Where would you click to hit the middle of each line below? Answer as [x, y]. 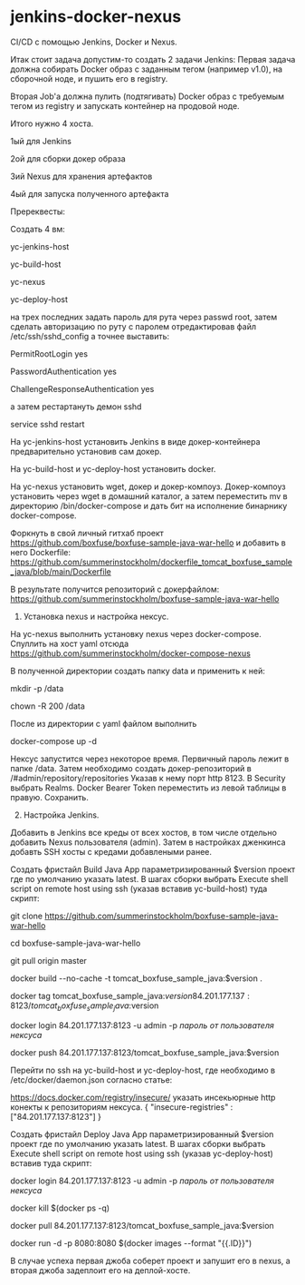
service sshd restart [48, 424]
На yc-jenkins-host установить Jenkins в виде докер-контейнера [135, 441]
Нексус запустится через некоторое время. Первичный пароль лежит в [150, 759]
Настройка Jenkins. [61, 815]
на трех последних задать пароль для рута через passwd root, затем [144, 317]
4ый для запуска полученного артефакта [90, 193]
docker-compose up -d [54, 741]
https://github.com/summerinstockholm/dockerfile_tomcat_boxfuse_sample [152, 562]
